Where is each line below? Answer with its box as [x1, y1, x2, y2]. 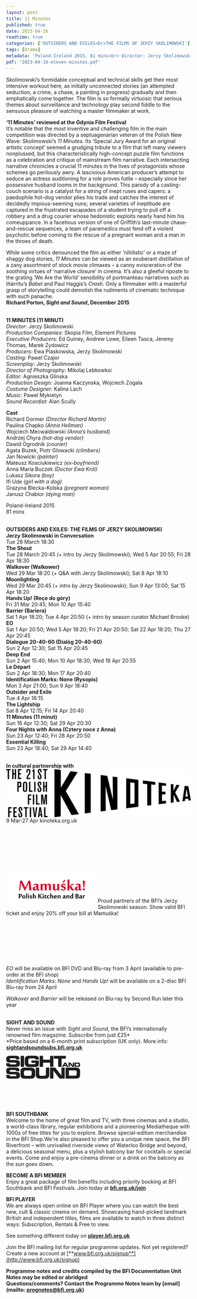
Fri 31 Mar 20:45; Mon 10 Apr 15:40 [6, 601, 91, 608]
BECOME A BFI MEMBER [6, 1172, 66, 1179]
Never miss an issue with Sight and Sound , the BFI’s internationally [6, 1025, 167, 1032]
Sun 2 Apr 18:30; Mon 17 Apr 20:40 [6, 670, 91, 677]
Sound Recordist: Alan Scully [6, 398, 76, 405]
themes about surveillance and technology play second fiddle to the [6, 101, 171, 108]
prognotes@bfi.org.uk [26, 1286, 83, 1294]
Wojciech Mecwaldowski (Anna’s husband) [6, 428, 110, 435]
